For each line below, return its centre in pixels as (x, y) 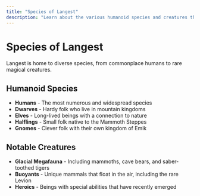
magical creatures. (29, 70)
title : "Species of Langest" (42, 12)
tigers (42, 168)
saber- (171, 161)
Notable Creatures (41, 147)
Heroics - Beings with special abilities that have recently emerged (96, 187)
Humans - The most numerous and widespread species (83, 103)
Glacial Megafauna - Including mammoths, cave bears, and (88, 161)
